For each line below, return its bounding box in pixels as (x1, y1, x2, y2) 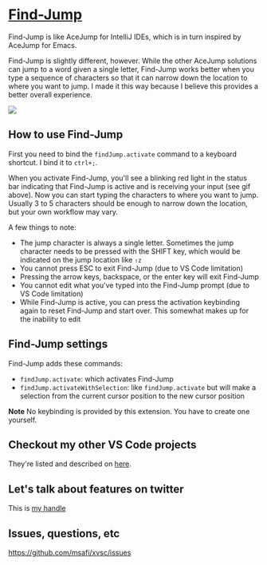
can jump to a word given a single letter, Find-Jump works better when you (8, 64, 255, 73)
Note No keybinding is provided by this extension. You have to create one (8, 406, 250, 416)
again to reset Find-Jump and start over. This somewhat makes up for (19, 306, 249, 315)
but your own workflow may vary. (8, 207, 118, 216)
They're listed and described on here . (8, 459, 132, 468)
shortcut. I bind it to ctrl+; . (8, 157, 98, 167)
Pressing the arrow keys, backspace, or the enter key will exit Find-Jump (19, 271, 259, 281)
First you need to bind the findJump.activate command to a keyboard (8, 149, 238, 159)
